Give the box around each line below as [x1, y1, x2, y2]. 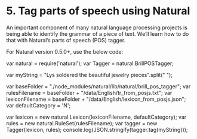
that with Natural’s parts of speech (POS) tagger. [6, 36, 126, 44]
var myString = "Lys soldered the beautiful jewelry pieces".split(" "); [6, 71, 173, 78]
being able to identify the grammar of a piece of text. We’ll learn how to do [6, 30, 189, 37]
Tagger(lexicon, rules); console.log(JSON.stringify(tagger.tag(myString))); [6, 126, 188, 133]
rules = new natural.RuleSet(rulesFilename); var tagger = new [6, 119, 158, 126]
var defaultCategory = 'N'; [6, 101, 71, 109]
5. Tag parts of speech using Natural [6, 4, 190, 18]
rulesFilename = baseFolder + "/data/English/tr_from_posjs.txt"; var [6, 89, 173, 96]
